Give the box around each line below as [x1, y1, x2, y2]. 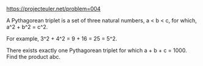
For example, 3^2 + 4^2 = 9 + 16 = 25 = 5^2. [6, 35, 117, 42]
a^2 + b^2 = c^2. [6, 24, 48, 30]
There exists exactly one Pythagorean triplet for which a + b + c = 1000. [6, 47, 188, 54]
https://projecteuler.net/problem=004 [6, 5, 101, 12]
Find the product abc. [6, 53, 61, 60]
